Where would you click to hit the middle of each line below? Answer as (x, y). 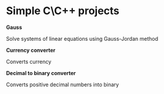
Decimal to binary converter (41, 73)
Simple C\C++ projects (63, 11)
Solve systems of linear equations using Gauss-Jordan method (82, 38)
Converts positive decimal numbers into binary (63, 85)
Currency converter (31, 50)
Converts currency (29, 61)
